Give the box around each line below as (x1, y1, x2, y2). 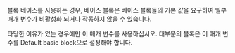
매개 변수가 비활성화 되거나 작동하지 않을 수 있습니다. (7, 15, 152, 23)
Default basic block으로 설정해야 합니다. (20, 38, 133, 47)
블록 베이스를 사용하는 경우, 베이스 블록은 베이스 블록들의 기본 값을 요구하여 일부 (7, 6, 227, 14)
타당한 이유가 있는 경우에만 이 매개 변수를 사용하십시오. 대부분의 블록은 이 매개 (7, 30, 222, 38)
